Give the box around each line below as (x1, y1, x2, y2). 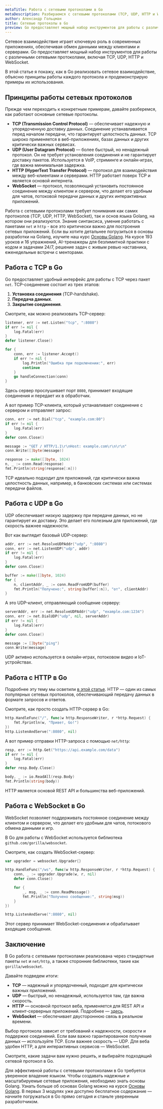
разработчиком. (5, 1099, 39, 1105)
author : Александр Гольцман (5, 16, 62, 21)
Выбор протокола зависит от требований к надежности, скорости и (5, 1028, 147, 1034)
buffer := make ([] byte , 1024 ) (5, 573, 66, 578)
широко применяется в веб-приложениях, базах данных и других (12, 136, 149, 142)
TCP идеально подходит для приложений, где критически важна (5, 475, 140, 480)
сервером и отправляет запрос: (5, 407, 72, 413)
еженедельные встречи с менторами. (5, 249, 84, 255)
